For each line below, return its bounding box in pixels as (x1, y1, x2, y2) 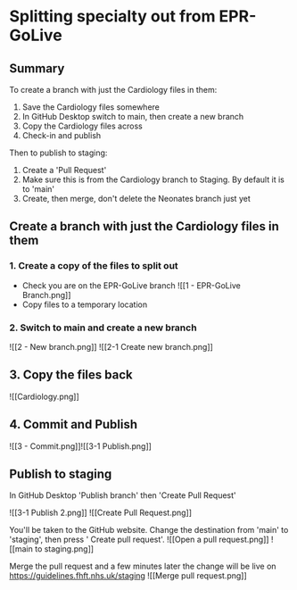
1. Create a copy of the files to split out (9, 260, 178, 272)
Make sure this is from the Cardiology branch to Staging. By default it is (21, 174, 285, 185)
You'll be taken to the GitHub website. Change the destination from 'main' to (9, 525, 289, 536)
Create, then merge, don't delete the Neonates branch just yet (21, 194, 252, 204)
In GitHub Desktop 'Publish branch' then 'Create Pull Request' (9, 490, 236, 501)
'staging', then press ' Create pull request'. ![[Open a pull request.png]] (9, 534, 269, 545)
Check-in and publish (21, 130, 102, 140)
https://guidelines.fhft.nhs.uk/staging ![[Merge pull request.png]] (9, 570, 247, 581)
